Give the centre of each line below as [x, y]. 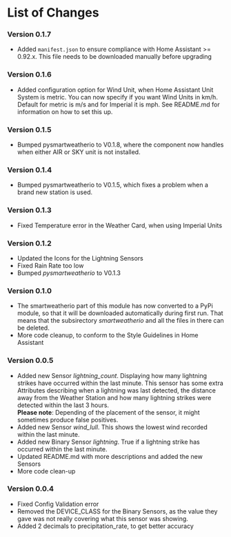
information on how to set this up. [65, 111]
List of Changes [53, 13]
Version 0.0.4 [30, 489]
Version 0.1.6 [29, 75]
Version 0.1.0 [29, 290]
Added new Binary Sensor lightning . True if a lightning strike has [108, 442]
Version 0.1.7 [29, 35]
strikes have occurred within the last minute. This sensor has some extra [120, 383]
